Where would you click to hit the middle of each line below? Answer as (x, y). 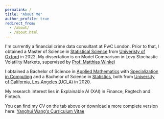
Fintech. (13, 96)
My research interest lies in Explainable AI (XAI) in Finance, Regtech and (78, 91)
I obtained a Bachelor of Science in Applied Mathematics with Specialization (82, 71)
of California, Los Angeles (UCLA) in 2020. (48, 82)
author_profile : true (27, 19)
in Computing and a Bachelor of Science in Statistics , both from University (80, 77)
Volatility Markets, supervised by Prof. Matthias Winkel (60, 62)
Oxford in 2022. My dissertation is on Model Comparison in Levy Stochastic (82, 57)
